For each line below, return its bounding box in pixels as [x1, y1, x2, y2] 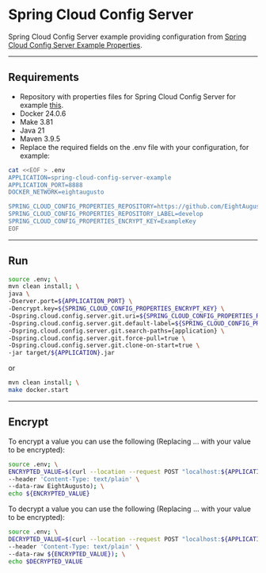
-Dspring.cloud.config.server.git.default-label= [8, 319, 176, 327]
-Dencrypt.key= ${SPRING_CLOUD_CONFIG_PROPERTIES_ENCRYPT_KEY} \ [8, 305, 225, 313]
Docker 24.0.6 [19, 109, 66, 118]
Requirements [8, 71, 79, 84]
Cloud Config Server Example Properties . [8, 40, 142, 49]
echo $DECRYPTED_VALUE [8, 557, 83, 565]
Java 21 [19, 125, 45, 135]
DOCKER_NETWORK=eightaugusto [8, 188, 104, 196]
